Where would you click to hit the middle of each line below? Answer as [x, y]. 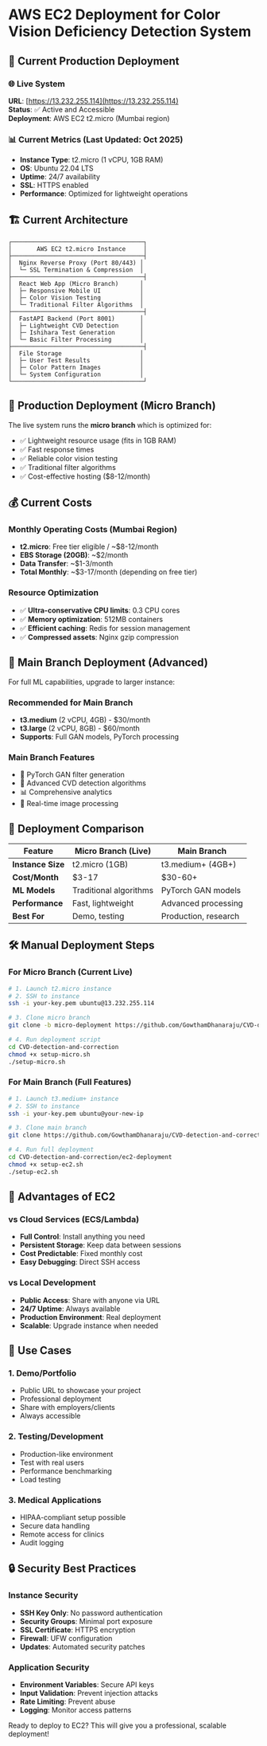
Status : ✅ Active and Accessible [62, 109]
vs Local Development [52, 1282]
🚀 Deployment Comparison [76, 829]
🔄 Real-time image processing [69, 804]
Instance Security [43, 1595]
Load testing [40, 1479]
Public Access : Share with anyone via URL [90, 1300]
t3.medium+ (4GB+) [199, 864]
